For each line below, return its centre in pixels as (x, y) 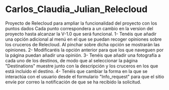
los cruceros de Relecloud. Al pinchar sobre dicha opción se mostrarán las (82, 44)
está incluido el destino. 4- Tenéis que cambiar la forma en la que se (76, 71)
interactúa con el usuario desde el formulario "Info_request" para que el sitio (85, 76)
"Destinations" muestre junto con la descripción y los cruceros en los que (82, 66)
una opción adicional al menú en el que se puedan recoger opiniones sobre (83, 39)
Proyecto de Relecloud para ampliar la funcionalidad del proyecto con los (81, 23)
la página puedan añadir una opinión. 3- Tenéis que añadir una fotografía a (83, 55)
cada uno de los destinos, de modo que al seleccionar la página (71, 60)
